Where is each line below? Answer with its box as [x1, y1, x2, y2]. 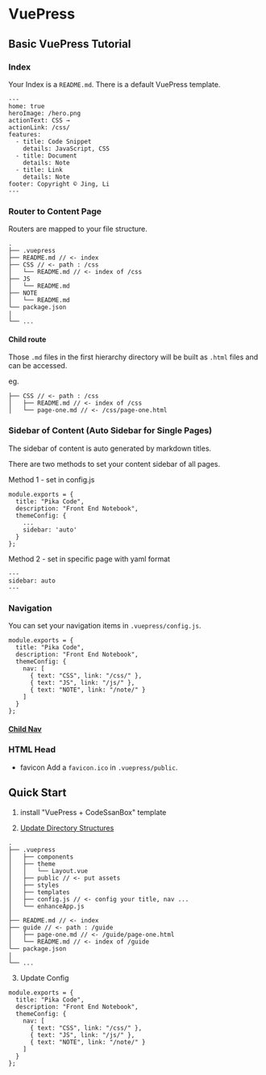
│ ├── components [8, 853, 74, 861]
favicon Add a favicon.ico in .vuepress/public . [19, 762, 178, 772]
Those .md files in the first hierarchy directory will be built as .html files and [8, 352, 259, 362]
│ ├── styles [8, 881, 60, 889]
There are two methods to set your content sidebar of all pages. [8, 459, 221, 468]
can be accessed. [8, 361, 68, 371]
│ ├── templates [8, 888, 70, 897]
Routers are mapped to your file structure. [8, 224, 148, 234]
